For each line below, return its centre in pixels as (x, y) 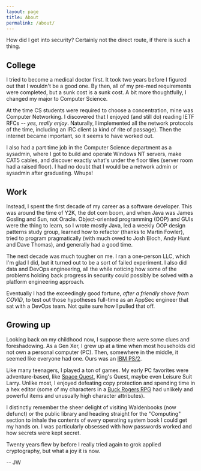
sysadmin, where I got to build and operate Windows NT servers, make (94, 154)
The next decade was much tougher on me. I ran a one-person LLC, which (98, 256)
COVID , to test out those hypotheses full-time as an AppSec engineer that (97, 300)
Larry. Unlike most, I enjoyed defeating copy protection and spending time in (101, 383)
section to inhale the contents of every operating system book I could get (97, 420)
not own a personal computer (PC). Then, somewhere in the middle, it (92, 352)
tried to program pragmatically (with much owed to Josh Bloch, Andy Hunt (98, 238)
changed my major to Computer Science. (57, 99)
